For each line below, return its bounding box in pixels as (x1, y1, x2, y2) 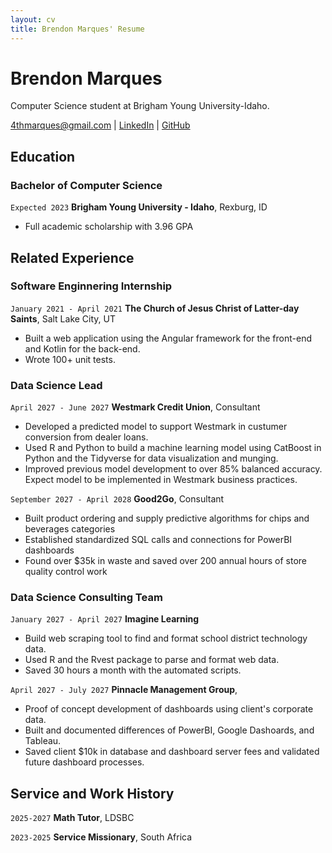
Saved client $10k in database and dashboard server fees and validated (24, 746, 320, 758)
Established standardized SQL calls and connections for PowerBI (24, 534, 293, 546)
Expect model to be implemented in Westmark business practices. (24, 474, 298, 486)
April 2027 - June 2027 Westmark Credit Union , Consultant (10, 401, 261, 413)
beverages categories (24, 523, 116, 535)
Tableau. (24, 735, 62, 747)
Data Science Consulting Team (10, 591, 163, 605)
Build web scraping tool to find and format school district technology (24, 632, 308, 645)
